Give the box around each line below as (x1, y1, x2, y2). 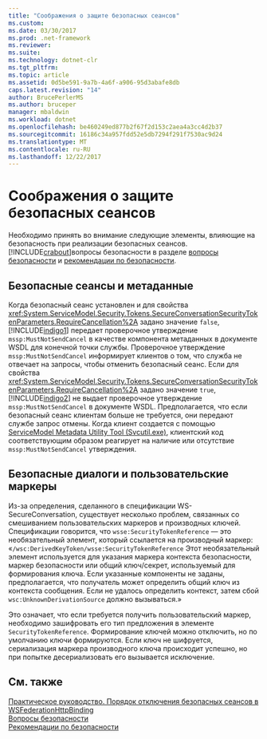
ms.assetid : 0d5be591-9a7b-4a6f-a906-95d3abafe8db (8, 78, 180, 86)
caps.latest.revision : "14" (8, 85, 102, 94)
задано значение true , (139, 385, 217, 394)
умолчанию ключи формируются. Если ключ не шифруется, (8, 635, 214, 645)
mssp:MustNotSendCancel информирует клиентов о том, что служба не (8, 351, 242, 360)
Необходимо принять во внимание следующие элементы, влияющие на (8, 231, 256, 240)
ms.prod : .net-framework (8, 34, 91, 42)
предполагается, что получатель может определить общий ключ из (8, 577, 241, 587)
